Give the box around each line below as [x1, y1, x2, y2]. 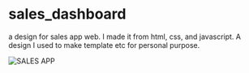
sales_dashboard [8, 5, 127, 24]
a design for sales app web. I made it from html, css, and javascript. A [8, 32, 242, 41]
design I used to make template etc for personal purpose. [8, 40, 200, 49]
